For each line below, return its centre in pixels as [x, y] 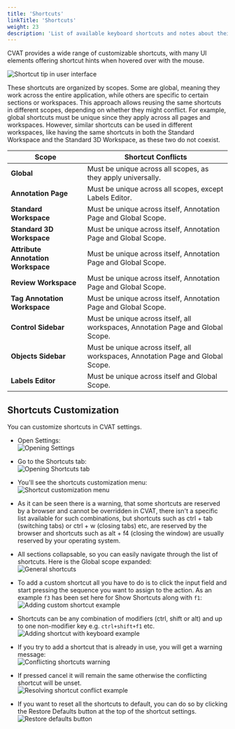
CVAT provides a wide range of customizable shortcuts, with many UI [107, 53]
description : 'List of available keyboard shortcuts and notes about [111, 33]
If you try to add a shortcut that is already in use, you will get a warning [120, 647]
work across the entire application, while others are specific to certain [108, 95]
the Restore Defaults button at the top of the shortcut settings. [107, 711]
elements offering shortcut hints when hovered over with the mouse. [106, 61]
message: [31, 655]
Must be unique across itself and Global [152, 377]
